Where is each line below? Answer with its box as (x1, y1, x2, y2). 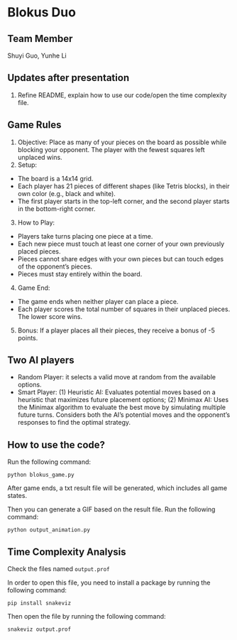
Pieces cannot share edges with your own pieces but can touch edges (17, 254, 224, 263)
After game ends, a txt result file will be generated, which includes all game (7, 484, 228, 492)
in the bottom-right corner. (17, 204, 96, 213)
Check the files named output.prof (7, 565, 110, 573)
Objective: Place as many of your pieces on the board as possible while (17, 138, 227, 146)
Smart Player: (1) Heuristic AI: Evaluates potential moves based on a (17, 388, 216, 396)
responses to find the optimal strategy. (17, 418, 131, 427)
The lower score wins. (17, 312, 83, 320)
